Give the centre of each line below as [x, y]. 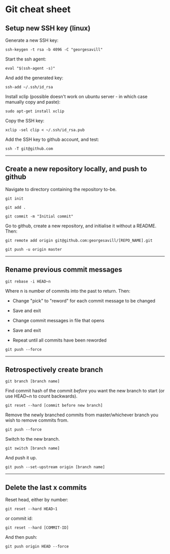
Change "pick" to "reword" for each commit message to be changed [84, 300]
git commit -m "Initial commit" [39, 216]
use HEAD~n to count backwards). [41, 396]
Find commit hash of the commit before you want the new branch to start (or [85, 391]
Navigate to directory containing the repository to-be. [61, 189]
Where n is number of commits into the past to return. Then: [68, 291]
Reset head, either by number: [37, 500]
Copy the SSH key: [25, 121]
